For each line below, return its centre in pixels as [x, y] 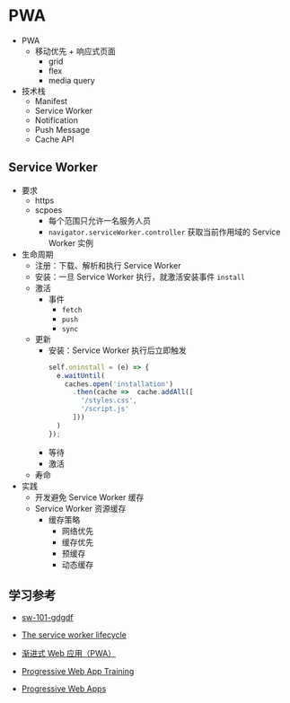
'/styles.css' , [109, 400]
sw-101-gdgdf [47, 618]
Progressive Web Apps [64, 689]
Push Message [62, 129]
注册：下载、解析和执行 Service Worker [108, 265]
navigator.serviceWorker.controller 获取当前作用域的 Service [164, 232]
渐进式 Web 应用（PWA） [69, 654]
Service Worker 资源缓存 [80, 508]
